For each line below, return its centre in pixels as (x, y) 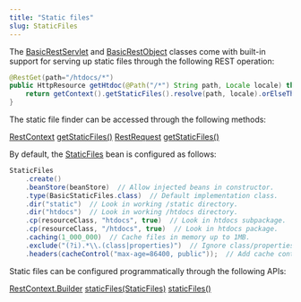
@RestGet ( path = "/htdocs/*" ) (62, 77)
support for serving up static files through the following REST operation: (142, 61)
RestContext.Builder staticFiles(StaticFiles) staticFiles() (111, 289)
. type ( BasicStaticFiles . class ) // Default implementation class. (152, 195)
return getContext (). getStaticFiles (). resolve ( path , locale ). (144, 94)
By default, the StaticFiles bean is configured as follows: (113, 154)
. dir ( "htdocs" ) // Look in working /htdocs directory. (132, 212)
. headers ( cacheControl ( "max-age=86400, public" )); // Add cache (150, 254)
